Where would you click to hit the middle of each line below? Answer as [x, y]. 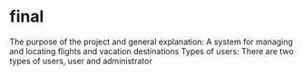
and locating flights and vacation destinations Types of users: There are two [151, 51]
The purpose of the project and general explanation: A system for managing [151, 42]
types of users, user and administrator [81, 61]
